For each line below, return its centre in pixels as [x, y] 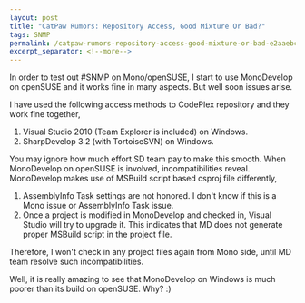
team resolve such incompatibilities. [76, 262]
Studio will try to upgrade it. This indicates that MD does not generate [152, 225]
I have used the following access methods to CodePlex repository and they [149, 104]
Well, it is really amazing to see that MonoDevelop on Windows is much [143, 279]
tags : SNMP [30, 34]
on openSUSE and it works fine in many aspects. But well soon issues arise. [151, 87]
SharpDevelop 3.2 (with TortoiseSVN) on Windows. [118, 142]
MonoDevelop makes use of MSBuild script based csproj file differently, [143, 179]
